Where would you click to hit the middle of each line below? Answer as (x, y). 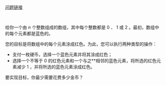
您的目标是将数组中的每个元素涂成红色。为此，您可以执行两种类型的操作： (81, 44)
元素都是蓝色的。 (35, 33)
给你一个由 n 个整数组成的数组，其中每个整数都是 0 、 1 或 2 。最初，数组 (80, 27)
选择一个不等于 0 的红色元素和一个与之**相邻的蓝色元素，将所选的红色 (84, 61)
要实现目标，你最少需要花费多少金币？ (44, 77)
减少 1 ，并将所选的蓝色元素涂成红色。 (56, 67)
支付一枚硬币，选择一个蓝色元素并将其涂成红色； (62, 54)
